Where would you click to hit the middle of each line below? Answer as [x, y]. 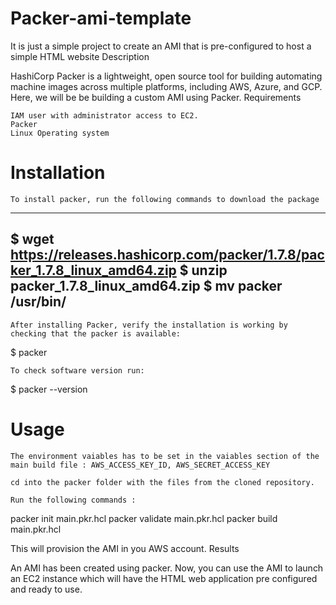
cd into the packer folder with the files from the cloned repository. [162, 482]
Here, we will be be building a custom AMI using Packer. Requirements [156, 97]
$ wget [32, 239]
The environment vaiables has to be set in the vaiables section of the [165, 456]
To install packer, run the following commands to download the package [165, 199]
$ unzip [203, 270]
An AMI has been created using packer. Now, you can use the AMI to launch [167, 568]
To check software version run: [77, 370]
